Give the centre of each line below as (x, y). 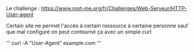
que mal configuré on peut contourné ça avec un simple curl (79, 32)
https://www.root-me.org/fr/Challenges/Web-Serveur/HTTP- (114, 8)
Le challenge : (23, 8)
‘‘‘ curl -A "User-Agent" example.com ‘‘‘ (53, 43)
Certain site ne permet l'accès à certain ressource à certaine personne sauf (97, 26)
